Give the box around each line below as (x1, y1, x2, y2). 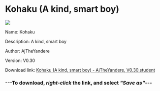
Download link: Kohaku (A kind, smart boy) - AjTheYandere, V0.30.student (5, 67, 155, 73)
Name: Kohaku (5, 29, 35, 35)
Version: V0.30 (5, 58, 35, 63)
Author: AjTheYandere (5, 48, 50, 54)
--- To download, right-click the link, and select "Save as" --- (5, 79, 153, 86)
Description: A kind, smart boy (5, 38, 67, 44)
